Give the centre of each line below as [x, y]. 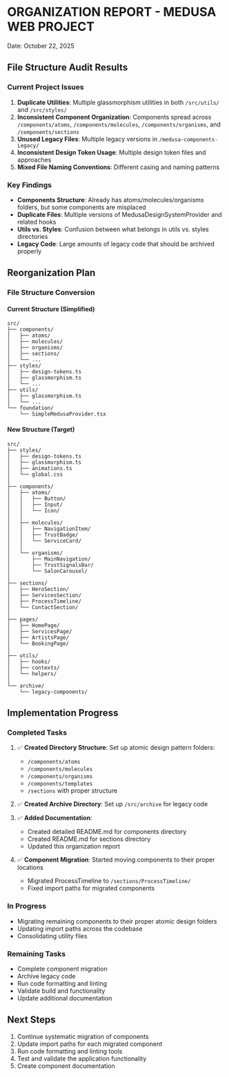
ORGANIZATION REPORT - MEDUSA [112, 12]
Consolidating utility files [52, 935]
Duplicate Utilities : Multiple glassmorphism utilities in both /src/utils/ [118, 102]
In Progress [27, 906]
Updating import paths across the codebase [80, 929]
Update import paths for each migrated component [90, 1044]
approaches [34, 159]
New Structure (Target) [41, 429]
